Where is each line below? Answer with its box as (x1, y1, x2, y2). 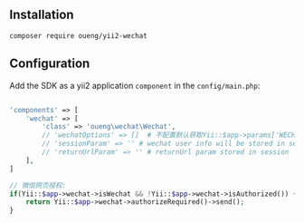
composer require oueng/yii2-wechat (9, 31, 147, 40)
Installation (9, 7, 74, 23)
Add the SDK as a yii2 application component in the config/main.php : (9, 80, 261, 91)
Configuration (9, 56, 90, 72)
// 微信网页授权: (9, 180, 66, 189)
